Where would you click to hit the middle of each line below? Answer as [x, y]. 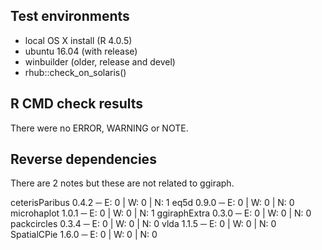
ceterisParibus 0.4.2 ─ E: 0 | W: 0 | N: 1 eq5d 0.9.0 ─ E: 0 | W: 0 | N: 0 [152, 203]
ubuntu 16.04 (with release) [81, 51]
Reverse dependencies [83, 159]
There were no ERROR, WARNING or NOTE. [99, 128]
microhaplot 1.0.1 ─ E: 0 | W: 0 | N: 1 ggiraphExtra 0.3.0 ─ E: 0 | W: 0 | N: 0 [161, 213]
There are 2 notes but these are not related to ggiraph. [122, 183]
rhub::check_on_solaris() [75, 72]
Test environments [70, 16]
